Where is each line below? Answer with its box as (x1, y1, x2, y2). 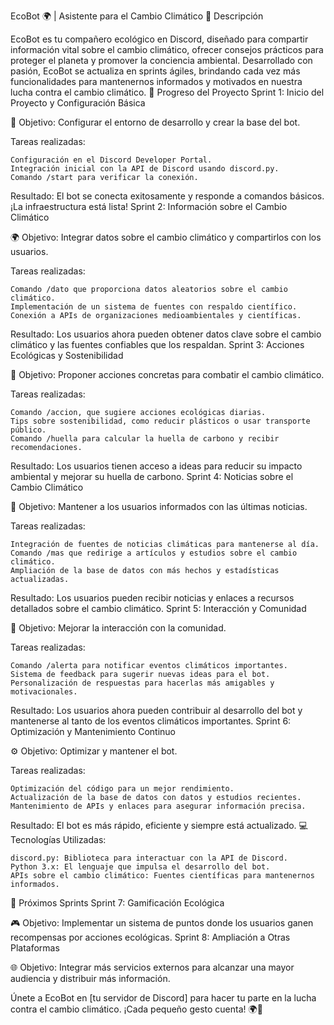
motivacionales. (10, 687, 78, 697)
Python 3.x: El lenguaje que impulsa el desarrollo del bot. (10, 862, 271, 872)
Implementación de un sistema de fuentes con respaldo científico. (10, 302, 298, 312)
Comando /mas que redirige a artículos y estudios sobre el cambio (10, 548, 298, 558)
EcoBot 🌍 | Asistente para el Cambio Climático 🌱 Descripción (10, 10, 264, 22)
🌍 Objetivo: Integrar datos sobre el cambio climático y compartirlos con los (10, 231, 322, 243)
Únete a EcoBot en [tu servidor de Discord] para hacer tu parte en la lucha (10, 992, 317, 1004)
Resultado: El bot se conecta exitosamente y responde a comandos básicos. (10, 190, 325, 202)
